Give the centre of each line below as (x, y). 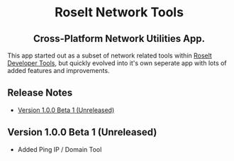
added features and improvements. (58, 71)
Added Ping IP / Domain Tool (60, 149)
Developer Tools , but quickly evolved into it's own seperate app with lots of (117, 63)
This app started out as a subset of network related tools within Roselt (110, 55)
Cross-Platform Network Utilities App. (119, 39)
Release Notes (40, 93)
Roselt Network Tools (119, 12)
